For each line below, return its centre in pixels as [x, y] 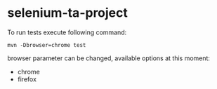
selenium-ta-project [68, 13]
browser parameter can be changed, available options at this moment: [109, 58]
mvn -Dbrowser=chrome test [47, 45]
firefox [27, 79]
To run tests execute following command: [67, 32]
